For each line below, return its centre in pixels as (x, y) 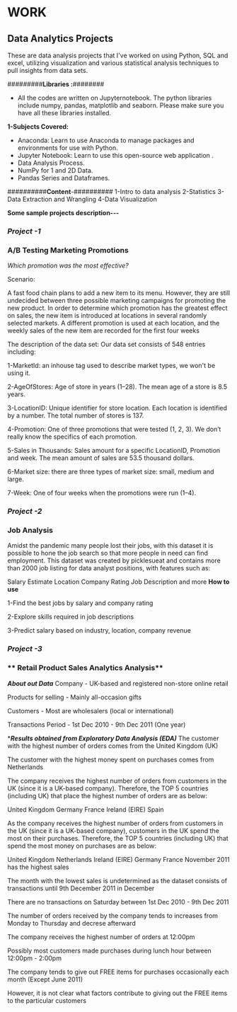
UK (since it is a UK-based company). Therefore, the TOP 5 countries (108, 788)
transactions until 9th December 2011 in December (81, 888)
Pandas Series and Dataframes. (64, 178)
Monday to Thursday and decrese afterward (71, 923)
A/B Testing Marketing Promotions (68, 250)
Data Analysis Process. (51, 163)
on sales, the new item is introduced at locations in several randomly (107, 316)
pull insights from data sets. (48, 70)
